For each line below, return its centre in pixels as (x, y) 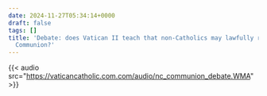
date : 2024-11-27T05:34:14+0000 (62, 15)
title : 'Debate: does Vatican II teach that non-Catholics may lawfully (131, 38)
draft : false (30, 23)
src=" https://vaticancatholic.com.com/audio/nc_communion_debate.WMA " (131, 76)
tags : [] (23, 30)
